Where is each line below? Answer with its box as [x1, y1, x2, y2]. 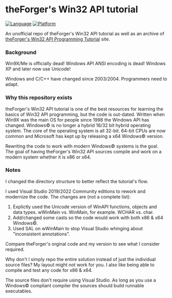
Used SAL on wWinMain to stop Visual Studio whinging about [12, 225, 143, 231]
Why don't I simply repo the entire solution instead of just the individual [5, 256, 156, 262]
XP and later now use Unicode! [5, 66, 71, 72]
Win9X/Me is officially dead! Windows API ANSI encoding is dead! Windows [5, 61, 166, 67]
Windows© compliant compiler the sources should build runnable [5, 282, 144, 288]
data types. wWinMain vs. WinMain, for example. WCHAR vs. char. [12, 209, 154, 215]
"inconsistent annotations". [12, 231, 70, 237]
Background [5, 49, 37, 56]
